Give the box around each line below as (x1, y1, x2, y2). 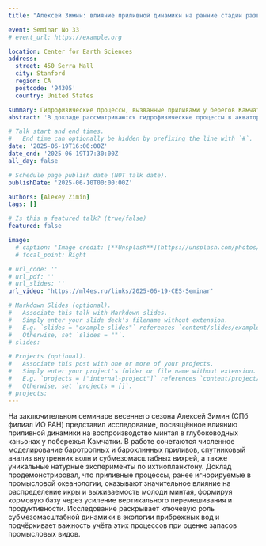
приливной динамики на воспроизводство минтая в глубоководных (8, 428, 239, 438)
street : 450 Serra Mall (15, 63, 93, 70)
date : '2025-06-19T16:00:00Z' (8, 142, 108, 150)
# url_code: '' (8, 265, 59, 273)
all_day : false (8, 157, 59, 165)
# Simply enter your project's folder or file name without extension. (8, 367, 257, 376)
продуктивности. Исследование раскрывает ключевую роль (8, 503, 215, 513)
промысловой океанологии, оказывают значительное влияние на (8, 478, 231, 487)
